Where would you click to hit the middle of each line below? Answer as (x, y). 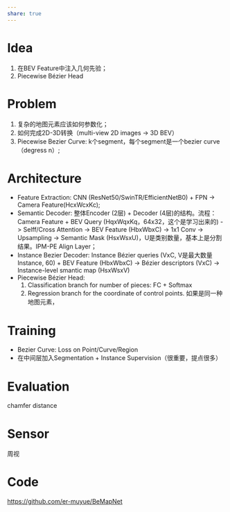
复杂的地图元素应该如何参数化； (63, 124)
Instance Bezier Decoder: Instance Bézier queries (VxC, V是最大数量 (115, 255)
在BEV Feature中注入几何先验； (62, 68)
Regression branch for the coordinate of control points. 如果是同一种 (125, 293)
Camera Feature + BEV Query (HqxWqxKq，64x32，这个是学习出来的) (118, 222)
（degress (32, 150)
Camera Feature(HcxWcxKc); (59, 205)
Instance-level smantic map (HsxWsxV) (73, 271)
